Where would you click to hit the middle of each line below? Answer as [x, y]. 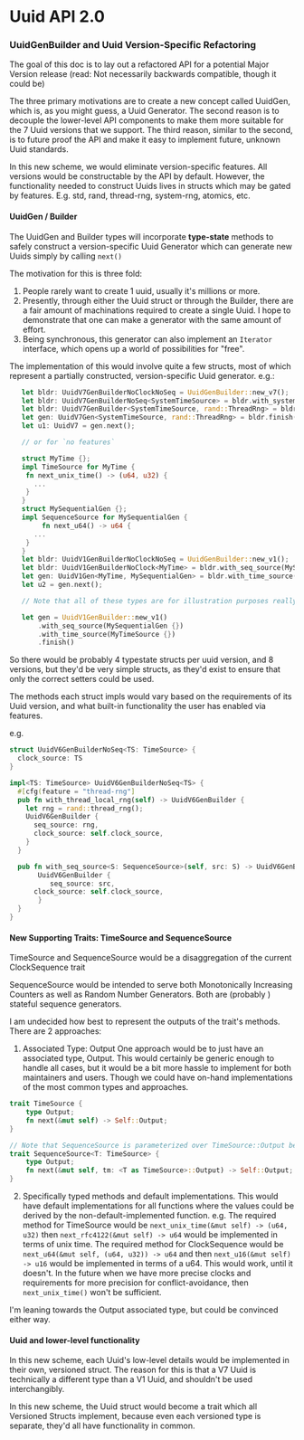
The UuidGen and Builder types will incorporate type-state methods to [142, 236]
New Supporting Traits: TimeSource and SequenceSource [121, 937]
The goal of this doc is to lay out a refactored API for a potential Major [139, 64]
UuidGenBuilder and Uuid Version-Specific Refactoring [133, 45]
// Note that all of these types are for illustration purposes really [159, 601]
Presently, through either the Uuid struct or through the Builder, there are [158, 300]
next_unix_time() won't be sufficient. [92, 1293]
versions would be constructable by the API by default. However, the [137, 176]
